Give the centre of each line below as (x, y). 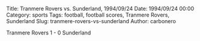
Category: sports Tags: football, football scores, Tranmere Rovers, (88, 15)
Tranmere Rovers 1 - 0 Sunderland (49, 33)
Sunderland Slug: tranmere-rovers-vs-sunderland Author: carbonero (91, 21)
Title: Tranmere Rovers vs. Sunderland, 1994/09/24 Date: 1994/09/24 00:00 (100, 9)
